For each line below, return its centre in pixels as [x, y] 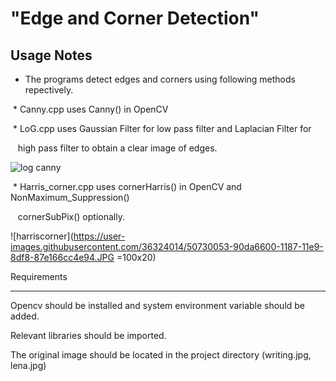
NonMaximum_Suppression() [70, 197]
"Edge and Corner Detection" [135, 18]
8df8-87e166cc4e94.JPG [62, 257]
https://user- [99, 236]
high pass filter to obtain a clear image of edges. [117, 148]
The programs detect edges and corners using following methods [160, 79]
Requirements [39, 276]
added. [25, 316]
